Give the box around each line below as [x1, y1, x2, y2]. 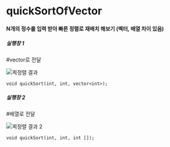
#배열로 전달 [6, 110, 36, 117]
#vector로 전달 [6, 56, 42, 63]
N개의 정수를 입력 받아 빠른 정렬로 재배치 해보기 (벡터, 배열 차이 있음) [6, 25, 164, 32]
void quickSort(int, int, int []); [6, 134, 95, 141]
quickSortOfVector [6, 4, 103, 18]
